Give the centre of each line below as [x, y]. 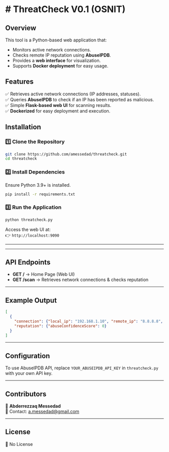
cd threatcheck [21, 159]
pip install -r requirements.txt [40, 194]
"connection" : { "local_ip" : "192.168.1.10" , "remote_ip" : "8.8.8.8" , [89, 321]
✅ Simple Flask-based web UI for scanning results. [58, 105]
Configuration [28, 356]
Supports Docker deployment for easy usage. [60, 66]
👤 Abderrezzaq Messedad [33, 406]
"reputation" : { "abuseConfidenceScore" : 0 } [61, 326]
